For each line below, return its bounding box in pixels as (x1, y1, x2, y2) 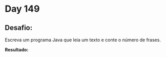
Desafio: (5, 23, 33, 32)
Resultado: (5, 47, 29, 52)
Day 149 (5, 3, 40, 15)
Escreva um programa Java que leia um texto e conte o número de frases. (5, 37, 161, 43)
